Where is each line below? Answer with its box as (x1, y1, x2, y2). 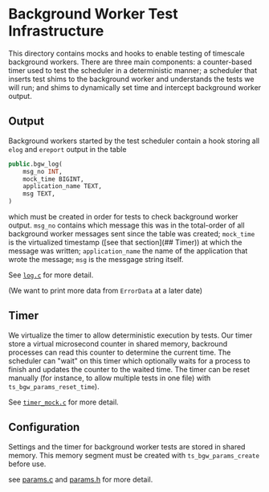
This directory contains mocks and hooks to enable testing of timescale (8, 48, 245, 58)
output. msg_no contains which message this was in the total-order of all (8, 220, 245, 230)
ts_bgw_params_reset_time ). (8, 381, 100, 391)
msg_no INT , (22, 167, 63, 175)
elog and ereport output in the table (8, 144, 127, 154)
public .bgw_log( (8, 160, 63, 168)
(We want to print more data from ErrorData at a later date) (8, 286, 203, 295)
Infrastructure (8, 22, 104, 40)
